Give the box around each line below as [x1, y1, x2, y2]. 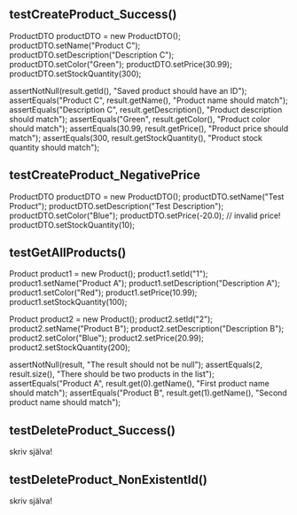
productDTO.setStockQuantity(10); [9, 219, 136, 230]
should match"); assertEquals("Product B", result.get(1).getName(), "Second [9, 387, 288, 398]
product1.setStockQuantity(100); [9, 297, 128, 308]
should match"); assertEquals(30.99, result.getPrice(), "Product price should [9, 123, 289, 134]
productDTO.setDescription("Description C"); [9, 49, 175, 60]
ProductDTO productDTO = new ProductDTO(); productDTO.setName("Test [9, 191, 285, 202]
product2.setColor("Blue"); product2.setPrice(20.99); [9, 332, 204, 344]
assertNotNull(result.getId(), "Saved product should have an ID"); [9, 85, 247, 96]
